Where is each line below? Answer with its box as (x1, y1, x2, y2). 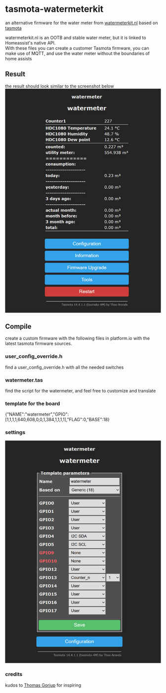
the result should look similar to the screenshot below (5, 83, 114, 89)
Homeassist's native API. (5, 40, 56, 45)
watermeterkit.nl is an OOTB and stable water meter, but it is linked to (5, 35, 147, 41)
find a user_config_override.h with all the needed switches (5, 364, 124, 370)
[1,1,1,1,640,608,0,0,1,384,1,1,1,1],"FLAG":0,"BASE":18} (5, 417, 110, 423)
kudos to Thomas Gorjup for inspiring (5, 682, 82, 688)
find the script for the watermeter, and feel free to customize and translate (5, 388, 156, 393)
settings (5, 429, 26, 436)
